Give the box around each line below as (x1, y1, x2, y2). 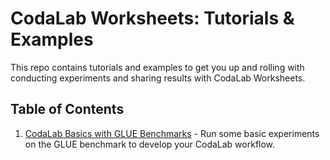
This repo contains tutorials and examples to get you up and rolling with (10, 61, 305, 73)
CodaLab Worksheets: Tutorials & (10, 7, 295, 30)
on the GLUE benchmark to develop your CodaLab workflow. (24, 138, 276, 150)
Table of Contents (10, 101, 125, 118)
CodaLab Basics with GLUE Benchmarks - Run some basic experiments (24, 127, 320, 139)
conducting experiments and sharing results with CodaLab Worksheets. (10, 72, 306, 84)
